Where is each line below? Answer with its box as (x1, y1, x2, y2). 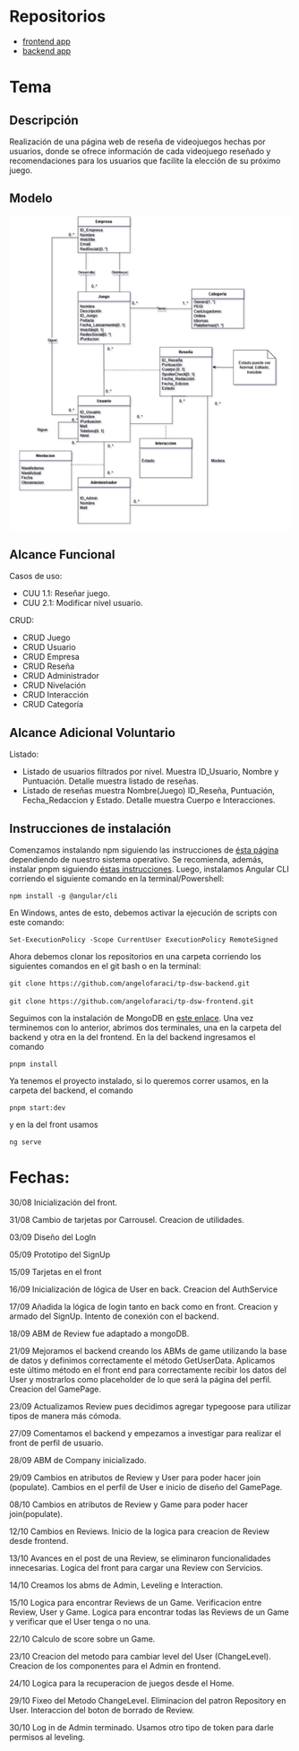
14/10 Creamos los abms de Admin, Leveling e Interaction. (9, 1580, 224, 1591)
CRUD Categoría (21, 699, 83, 710)
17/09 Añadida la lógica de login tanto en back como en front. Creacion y (9, 1301, 278, 1312)
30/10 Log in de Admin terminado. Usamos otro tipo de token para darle (9, 1721, 275, 1732)
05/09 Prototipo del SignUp (9, 1249, 111, 1260)
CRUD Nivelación (21, 680, 87, 691)
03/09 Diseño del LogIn (9, 1231, 97, 1243)
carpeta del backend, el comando (9, 1085, 133, 1096)
